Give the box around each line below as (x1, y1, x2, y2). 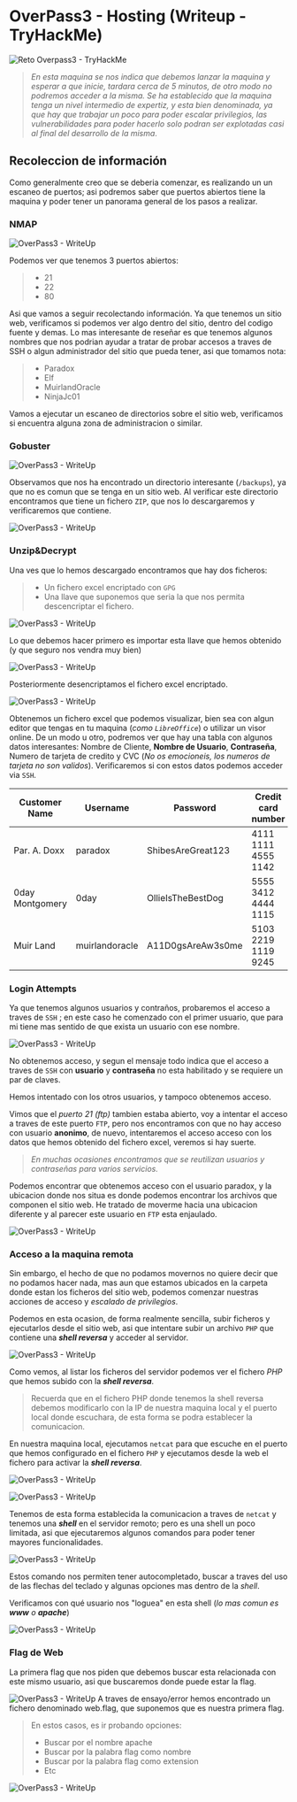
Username (84, 801, 130, 813)
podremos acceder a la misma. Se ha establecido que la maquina (30, 90, 272, 101)
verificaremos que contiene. (9, 505, 112, 516)
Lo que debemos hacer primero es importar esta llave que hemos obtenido (9, 635, 282, 645)
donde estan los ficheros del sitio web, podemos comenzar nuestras (9, 1287, 259, 1298)
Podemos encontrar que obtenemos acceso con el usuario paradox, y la (9, 1180, 272, 1191)
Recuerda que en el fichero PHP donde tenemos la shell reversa (30, 1393, 263, 1404)
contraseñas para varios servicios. (30, 1163, 159, 1174)
